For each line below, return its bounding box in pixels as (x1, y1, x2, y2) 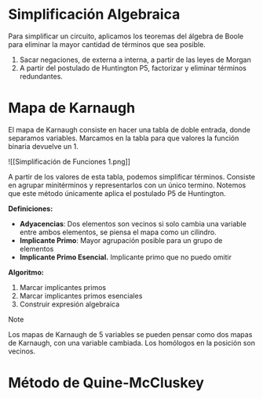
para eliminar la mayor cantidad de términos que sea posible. (8, 39, 206, 49)
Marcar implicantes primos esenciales (19, 291, 143, 300)
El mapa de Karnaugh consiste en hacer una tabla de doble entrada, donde (8, 125, 251, 134)
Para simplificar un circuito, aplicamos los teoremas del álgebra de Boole (8, 31, 244, 41)
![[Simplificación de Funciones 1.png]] (8, 157, 131, 166)
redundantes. (19, 71, 63, 81)
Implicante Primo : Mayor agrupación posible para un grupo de (19, 235, 223, 245)
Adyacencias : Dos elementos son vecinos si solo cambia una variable (19, 219, 247, 228)
